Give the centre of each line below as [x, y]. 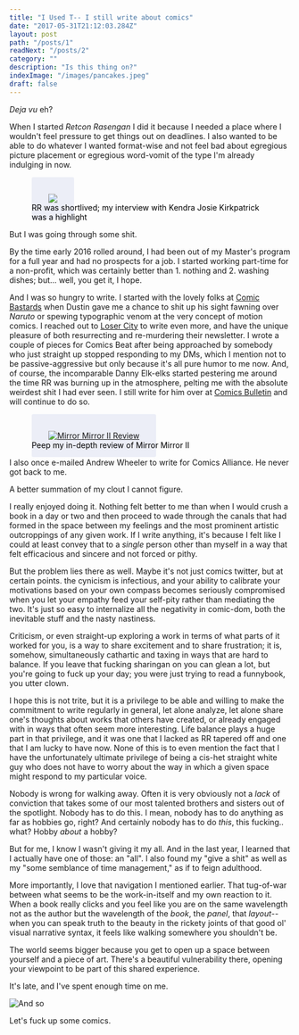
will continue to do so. [50, 402]
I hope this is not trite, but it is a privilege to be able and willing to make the [147, 700]
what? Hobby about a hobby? [63, 832]
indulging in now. [41, 164]
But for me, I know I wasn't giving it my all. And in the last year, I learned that [149, 849]
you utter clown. [39, 683]
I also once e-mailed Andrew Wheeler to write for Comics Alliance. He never [149, 462]
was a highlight [59, 217]
